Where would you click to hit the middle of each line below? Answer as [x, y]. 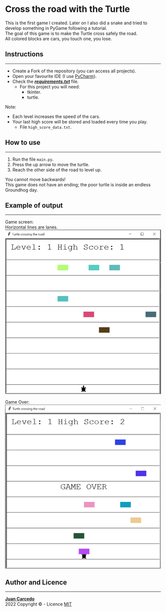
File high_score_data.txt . [45, 127]
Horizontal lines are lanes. [32, 227]
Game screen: [19, 222]
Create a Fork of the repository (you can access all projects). [74, 71]
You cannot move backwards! [35, 179]
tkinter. [34, 92]
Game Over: [17, 402]
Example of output [34, 205]
